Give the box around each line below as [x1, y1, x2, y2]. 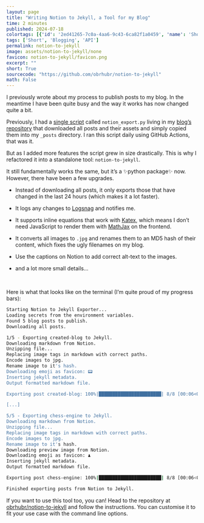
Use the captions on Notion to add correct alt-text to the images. [15, 253, 177, 261]
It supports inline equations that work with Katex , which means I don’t [15, 217, 189, 224]
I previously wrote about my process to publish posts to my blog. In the [6, 94, 184, 101]
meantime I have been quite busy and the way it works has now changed [6, 100, 189, 107]
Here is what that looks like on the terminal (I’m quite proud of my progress [6, 289, 193, 296]
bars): [6, 295, 21, 302]
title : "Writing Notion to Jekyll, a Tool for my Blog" [6, 15, 151, 21]
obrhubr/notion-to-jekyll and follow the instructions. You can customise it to [6, 503, 196, 510]
